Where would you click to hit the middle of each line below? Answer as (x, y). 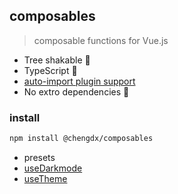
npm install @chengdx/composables (81, 139)
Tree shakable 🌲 (57, 60)
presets (39, 157)
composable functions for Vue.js (101, 40)
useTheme (45, 178)
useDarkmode (53, 168)
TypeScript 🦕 (50, 70)
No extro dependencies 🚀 (76, 91)
